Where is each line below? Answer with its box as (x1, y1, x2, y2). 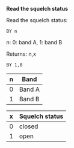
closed (19, 122, 39, 131)
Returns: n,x (6, 50, 36, 58)
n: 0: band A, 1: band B (6, 39, 63, 46)
